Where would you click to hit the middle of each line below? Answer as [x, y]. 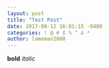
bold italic [21, 58]
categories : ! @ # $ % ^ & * [49, 33]
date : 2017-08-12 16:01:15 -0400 [55, 26]
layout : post [26, 13]
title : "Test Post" [35, 20]
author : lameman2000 [37, 39]
